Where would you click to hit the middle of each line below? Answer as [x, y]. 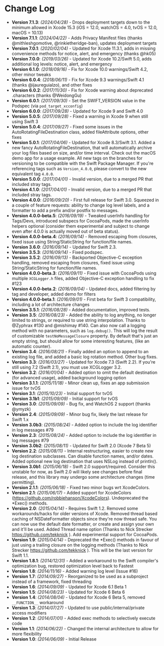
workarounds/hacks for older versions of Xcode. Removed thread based [84, 513]
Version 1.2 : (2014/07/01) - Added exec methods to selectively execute [83, 618]
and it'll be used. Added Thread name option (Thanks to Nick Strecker [82, 529]
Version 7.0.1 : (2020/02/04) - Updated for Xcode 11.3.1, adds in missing [84, 48]
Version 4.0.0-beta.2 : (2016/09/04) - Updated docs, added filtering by [83, 289]
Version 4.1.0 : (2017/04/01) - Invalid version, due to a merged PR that [82, 189]
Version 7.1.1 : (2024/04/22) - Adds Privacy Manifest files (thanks [77, 38]
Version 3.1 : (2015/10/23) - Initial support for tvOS [62, 393]
